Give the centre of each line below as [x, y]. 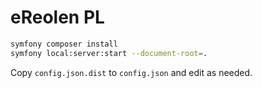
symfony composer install [64, 44]
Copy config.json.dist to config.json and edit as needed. [131, 72]
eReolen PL [57, 17]
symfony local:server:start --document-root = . [109, 53]
